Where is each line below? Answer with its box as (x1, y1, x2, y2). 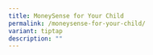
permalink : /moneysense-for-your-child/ (8, 19, 147, 27)
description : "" (8, 34, 63, 43)
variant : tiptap (8, 27, 63, 35)
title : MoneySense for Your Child (8, 11, 125, 20)
